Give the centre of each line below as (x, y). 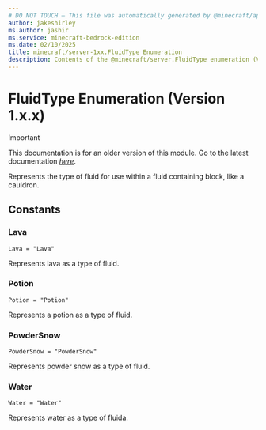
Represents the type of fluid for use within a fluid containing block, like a (126, 176)
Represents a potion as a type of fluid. (70, 315)
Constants (34, 210)
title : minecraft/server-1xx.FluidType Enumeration (95, 52)
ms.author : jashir (38, 30)
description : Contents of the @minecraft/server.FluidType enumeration (129, 60)
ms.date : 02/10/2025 (42, 45)
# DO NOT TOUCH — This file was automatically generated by (110, 15)
